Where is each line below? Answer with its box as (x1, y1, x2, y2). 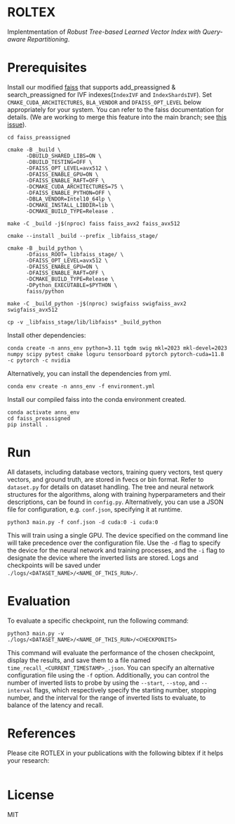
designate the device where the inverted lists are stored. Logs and (7, 553, 199, 562)
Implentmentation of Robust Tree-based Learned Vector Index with (7, 27, 201, 36)
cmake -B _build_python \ (7, 244, 83, 252)
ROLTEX (7, 4, 56, 20)
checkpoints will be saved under (7, 561, 101, 569)
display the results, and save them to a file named (7, 656, 151, 664)
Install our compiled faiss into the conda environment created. (7, 395, 187, 403)
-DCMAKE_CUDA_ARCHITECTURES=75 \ (25, 183, 124, 190)
